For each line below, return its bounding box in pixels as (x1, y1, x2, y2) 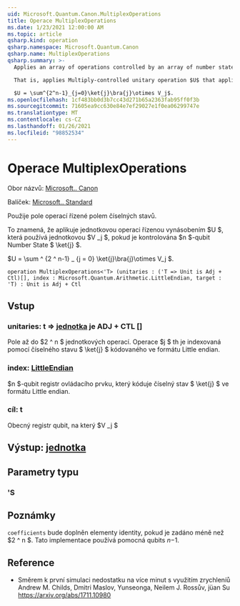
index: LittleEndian (7, 363, 74, 373)
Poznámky (7, 509, 56, 522)
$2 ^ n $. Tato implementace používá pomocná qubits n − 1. (7, 536, 180, 545)
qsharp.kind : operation (7, 37, 79, 44)
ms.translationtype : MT (7, 109, 79, 116)
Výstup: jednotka (7, 442, 86, 454)
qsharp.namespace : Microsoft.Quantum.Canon (7, 44, 139, 51)
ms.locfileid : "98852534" (7, 129, 84, 136)
